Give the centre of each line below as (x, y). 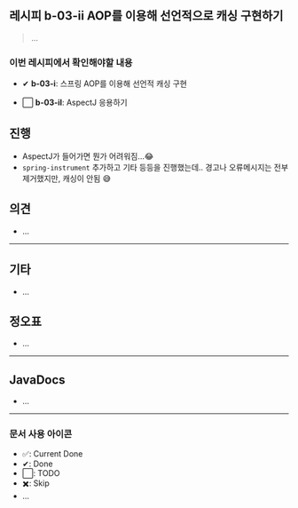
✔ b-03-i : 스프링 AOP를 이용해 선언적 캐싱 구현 (105, 83)
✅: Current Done (52, 454)
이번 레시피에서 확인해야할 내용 (71, 62)
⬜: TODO (41, 473)
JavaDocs (37, 380)
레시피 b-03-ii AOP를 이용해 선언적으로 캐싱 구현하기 (146, 16)
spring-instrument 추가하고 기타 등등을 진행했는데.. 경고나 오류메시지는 (147, 167)
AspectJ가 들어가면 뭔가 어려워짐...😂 (88, 156)
